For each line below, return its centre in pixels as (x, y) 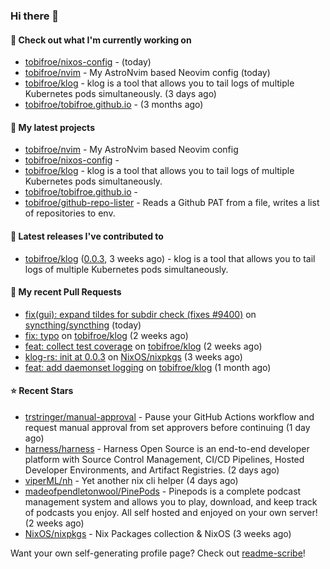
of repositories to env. (70, 213)
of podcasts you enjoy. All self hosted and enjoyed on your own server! (171, 512)
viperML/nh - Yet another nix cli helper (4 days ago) (131, 480)
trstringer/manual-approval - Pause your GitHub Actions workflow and (169, 416)
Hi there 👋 (35, 16)
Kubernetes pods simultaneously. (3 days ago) (120, 94)
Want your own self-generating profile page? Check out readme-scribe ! (158, 553)
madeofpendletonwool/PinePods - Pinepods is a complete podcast (163, 491)
